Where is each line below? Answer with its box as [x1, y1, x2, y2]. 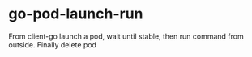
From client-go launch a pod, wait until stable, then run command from [8, 31, 245, 41]
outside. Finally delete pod [8, 39, 97, 49]
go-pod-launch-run [8, 5, 143, 23]
